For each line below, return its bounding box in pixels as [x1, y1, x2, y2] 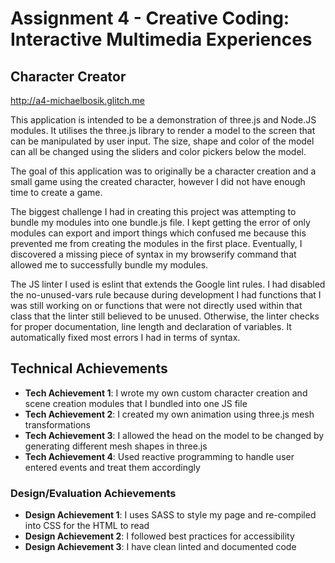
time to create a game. [10, 187, 103, 198]
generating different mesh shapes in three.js [24, 440, 208, 452]
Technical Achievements [10, 360, 168, 377]
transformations [24, 418, 91, 431]
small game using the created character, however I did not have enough [10, 176, 306, 187]
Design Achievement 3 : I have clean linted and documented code [24, 541, 297, 553]
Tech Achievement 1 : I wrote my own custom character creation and [24, 387, 308, 399]
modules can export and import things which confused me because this [10, 227, 307, 239]
